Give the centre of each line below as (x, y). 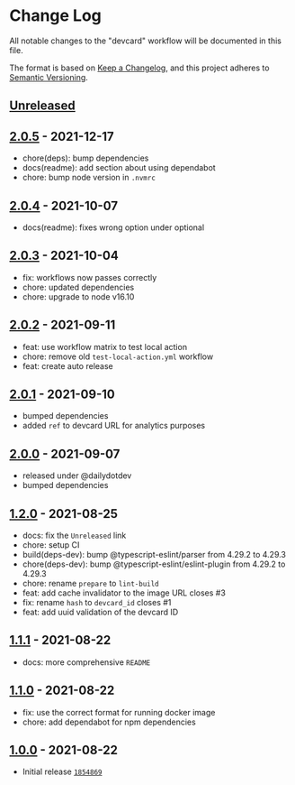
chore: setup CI (51, 545)
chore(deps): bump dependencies (85, 158)
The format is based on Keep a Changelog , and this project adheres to (139, 68)
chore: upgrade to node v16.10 (78, 296)
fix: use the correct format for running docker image (119, 712)
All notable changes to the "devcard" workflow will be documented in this (145, 41)
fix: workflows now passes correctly (89, 277)
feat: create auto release (68, 365)
